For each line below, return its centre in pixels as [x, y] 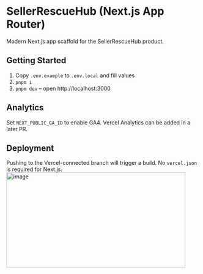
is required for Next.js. [34, 169]
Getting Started [36, 60]
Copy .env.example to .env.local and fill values [75, 75]
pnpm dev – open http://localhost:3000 [63, 88]
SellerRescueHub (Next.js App [85, 11]
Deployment [30, 148]
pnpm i [24, 82]
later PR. [17, 129]
